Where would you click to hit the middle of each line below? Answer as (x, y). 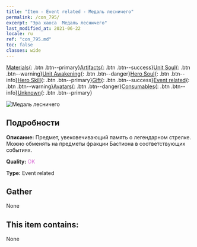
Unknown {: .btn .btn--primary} (55, 92)
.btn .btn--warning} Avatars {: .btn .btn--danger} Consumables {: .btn (88, 86)
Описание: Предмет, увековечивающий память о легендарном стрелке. (99, 137)
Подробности (33, 123)
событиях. (19, 150)
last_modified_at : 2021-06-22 (44, 28)
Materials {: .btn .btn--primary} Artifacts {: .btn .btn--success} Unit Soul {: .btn (99, 67)
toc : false (20, 45)
